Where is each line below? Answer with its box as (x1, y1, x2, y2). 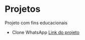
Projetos (5, 3, 41, 15)
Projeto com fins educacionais (5, 20, 68, 26)
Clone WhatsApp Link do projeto (12, 29, 80, 35)
